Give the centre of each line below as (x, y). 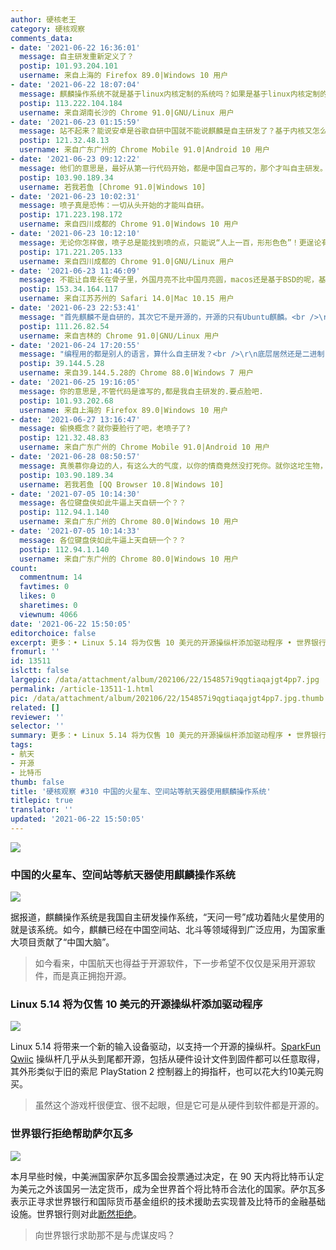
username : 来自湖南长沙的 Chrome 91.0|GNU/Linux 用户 (127, 112)
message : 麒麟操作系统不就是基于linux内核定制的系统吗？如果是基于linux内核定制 (170, 94)
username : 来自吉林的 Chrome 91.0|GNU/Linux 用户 (119, 336)
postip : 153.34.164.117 (68, 289)
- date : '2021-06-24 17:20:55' (75, 345)
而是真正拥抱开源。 (92, 976)
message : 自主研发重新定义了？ (77, 57)
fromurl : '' (35, 652)
